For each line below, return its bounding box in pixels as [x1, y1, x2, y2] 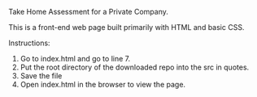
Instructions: [8, 38, 50, 48]
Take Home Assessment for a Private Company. [8, 7, 169, 16]
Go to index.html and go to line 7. [20, 54, 131, 63]
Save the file [20, 71, 63, 80]
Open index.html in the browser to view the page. [20, 80, 185, 89]
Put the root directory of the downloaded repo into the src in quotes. [20, 62, 250, 72]
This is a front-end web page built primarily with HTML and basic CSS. [8, 23, 245, 32]
